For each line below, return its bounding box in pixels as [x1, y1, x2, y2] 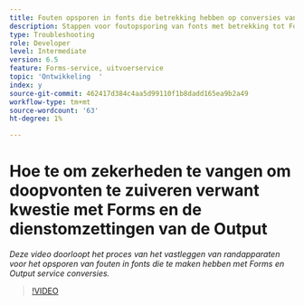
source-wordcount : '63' [9, 106, 100, 115]
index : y [9, 81, 43, 90]
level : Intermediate [9, 47, 88, 56]
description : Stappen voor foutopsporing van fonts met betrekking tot [9, 22, 285, 31]
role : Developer [9, 38, 71, 48]
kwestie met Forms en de [9, 200, 202, 220]
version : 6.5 [9, 55, 59, 64]
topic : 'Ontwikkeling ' [9, 72, 103, 81]
